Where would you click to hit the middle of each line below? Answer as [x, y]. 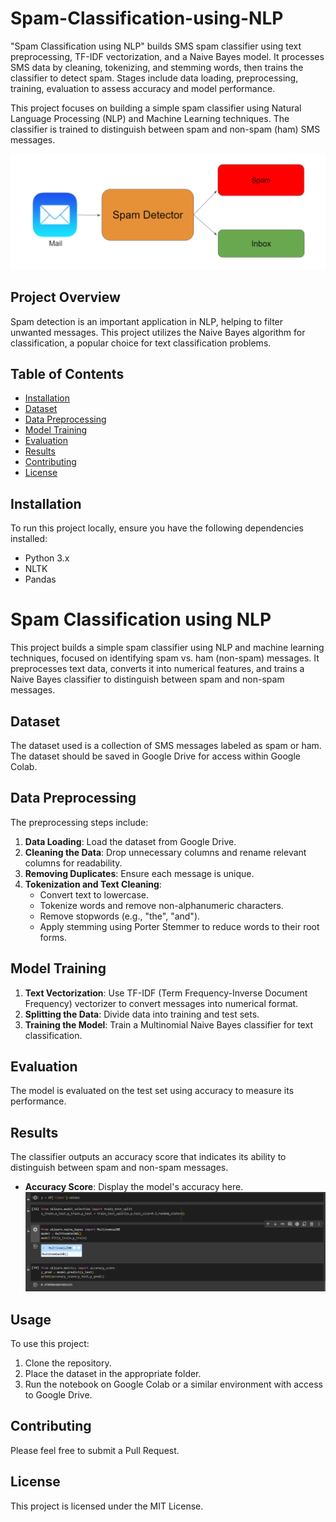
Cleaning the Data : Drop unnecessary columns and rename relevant [165, 852]
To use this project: [50, 1344]
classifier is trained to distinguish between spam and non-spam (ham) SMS [165, 129]
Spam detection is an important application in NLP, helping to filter [147, 321]
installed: [29, 539]
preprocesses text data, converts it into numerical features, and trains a [157, 669]
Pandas [40, 579]
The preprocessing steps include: [79, 822]
